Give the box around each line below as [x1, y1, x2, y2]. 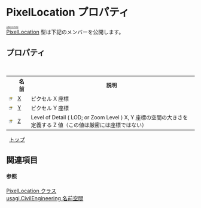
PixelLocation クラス [6, 187, 57, 195]
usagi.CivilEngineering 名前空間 [6, 195, 84, 202]
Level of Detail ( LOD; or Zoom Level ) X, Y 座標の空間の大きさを [31, 114, 188, 120]
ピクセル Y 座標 [31, 104, 69, 111]
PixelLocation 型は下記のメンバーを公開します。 [6, 28, 124, 35]
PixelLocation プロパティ [6, 5, 130, 19]
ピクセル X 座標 [31, 95, 69, 102]
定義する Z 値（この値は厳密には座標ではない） [31, 121, 148, 128]
